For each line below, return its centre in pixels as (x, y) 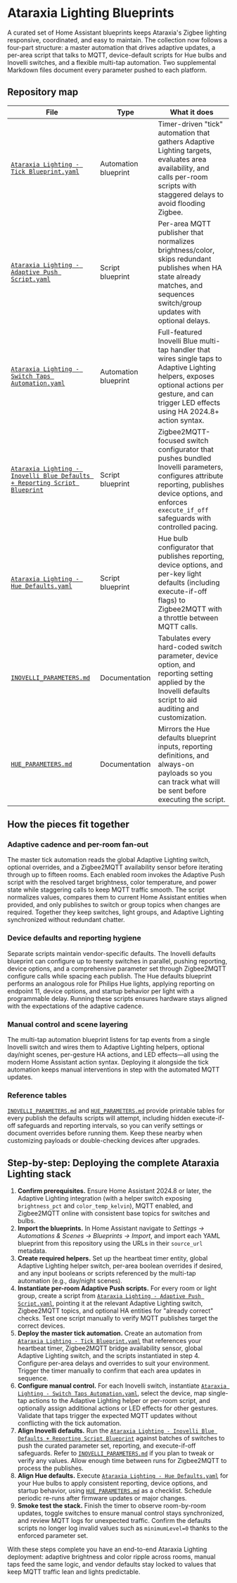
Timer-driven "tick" (191, 123)
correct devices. (41, 1326)
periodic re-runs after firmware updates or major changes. (102, 1498)
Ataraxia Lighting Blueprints (91, 13)
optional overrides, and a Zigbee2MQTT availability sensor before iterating (115, 867)
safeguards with (185, 518)
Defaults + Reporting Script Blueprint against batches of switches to (121, 1438)
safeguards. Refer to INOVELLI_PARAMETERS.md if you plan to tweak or (116, 1453)
